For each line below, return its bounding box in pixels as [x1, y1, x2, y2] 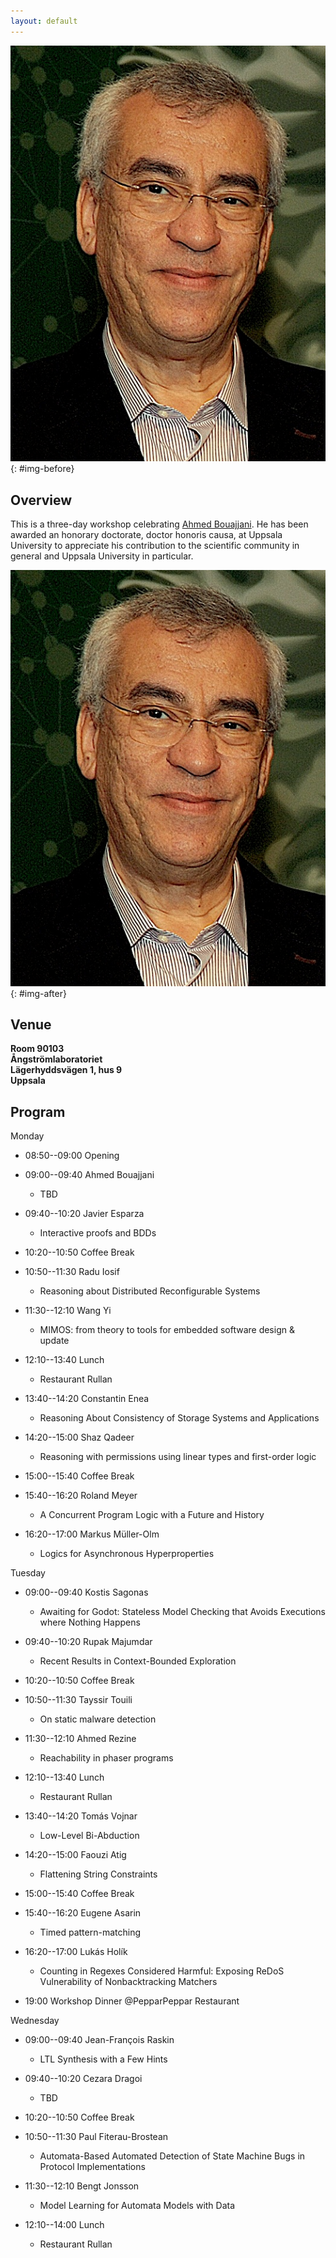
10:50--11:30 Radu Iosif [24, 1266, 120, 1278]
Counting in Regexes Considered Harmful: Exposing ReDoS [39, 1965, 285, 1977]
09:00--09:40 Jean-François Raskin [24, 2034, 175, 2046]
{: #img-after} [10, 987, 67, 999]
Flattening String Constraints [39, 1868, 158, 1880]
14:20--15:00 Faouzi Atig [24, 1849, 127, 1861]
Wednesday [10, 2015, 60, 2027]
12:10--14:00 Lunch [24, 2219, 105, 2231]
